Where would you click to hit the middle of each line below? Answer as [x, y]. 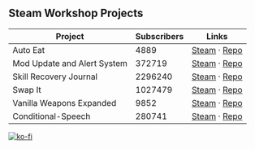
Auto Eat [29, 50]
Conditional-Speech [52, 116]
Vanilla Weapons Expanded [65, 103]
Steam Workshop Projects [76, 13]
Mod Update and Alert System [70, 63]
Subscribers [160, 36]
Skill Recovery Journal [55, 77]
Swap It [27, 90]
